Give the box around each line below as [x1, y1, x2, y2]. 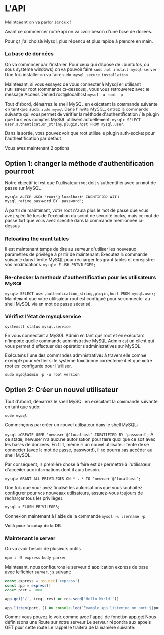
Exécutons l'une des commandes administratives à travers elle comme [5, 352, 147, 358]
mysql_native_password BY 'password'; [5, 199, 84, 204]
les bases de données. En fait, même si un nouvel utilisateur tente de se [5, 441, 149, 447]
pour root [5, 167, 34, 175]
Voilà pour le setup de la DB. [5, 523, 62, 528]
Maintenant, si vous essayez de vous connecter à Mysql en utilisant [5, 81, 141, 87]
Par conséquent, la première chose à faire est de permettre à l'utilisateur [5, 461, 151, 467]
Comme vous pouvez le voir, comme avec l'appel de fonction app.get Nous [5, 614, 156, 620]
